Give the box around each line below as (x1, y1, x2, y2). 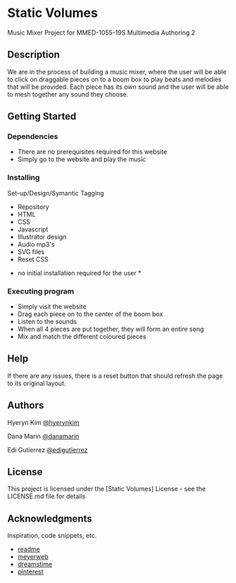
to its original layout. (7, 379, 66, 387)
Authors (7, 399, 44, 411)
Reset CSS (17, 255, 49, 263)
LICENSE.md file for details (7, 492, 86, 500)
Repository (17, 203, 49, 211)
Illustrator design (17, 232, 67, 241)
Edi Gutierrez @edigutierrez (7, 445, 88, 454)
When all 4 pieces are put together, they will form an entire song (17, 325, 204, 333)
